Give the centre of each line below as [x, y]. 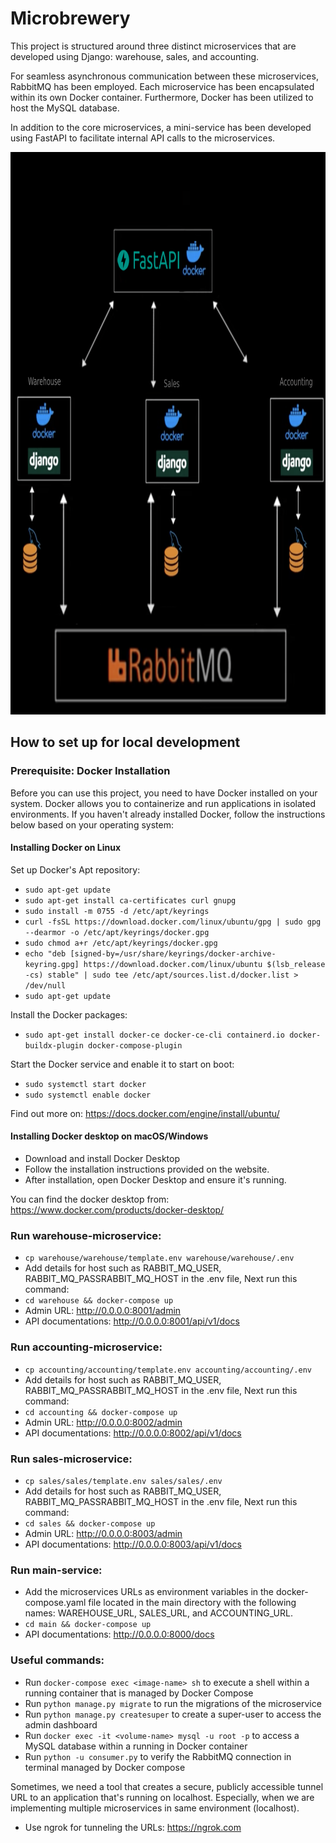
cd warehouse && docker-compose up [99, 1301]
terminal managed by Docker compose [105, 1767]
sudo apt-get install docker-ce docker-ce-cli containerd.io [155, 1035]
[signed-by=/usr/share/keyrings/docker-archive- [173, 953]
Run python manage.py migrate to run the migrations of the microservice [173, 1703]
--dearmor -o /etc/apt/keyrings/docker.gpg [117, 932]
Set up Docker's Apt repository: [75, 869]
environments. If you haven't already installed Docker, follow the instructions [168, 814]
